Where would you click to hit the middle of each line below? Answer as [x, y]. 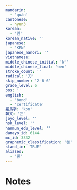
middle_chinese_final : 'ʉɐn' [36, 67]
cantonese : [17, 19]
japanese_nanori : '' [27, 52]
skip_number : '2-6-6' [28, 81]
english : [14, 95]
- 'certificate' [27, 105]
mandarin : [16, 10]
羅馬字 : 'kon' [19, 109]
